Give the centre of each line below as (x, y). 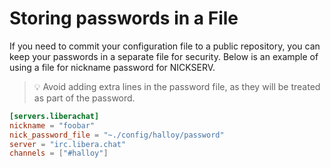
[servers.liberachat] (54, 116)
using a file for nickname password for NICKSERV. (112, 67)
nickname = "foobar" (52, 125)
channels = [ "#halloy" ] (59, 153)
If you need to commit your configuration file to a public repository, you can (165, 46)
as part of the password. (84, 98)
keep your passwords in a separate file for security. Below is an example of (164, 56)
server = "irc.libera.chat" (68, 144)
